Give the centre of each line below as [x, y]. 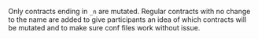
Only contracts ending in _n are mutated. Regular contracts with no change [129, 11]
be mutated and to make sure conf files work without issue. [104, 28]
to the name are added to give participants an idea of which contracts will [127, 19]
